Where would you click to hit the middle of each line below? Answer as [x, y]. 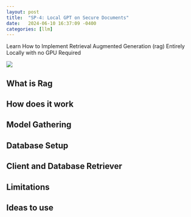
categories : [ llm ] [30, 29]
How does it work [40, 104]
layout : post [23, 12]
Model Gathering [39, 125]
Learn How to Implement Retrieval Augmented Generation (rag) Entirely [96, 46]
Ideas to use [30, 208]
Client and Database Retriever [64, 166]
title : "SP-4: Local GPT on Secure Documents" [68, 18]
